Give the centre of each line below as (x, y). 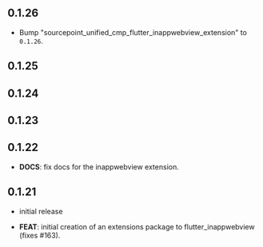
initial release (41, 211)
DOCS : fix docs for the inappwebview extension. (99, 166)
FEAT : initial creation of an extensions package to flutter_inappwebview (137, 226)
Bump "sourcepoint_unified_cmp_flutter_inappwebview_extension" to (133, 32)
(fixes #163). (40, 235)
